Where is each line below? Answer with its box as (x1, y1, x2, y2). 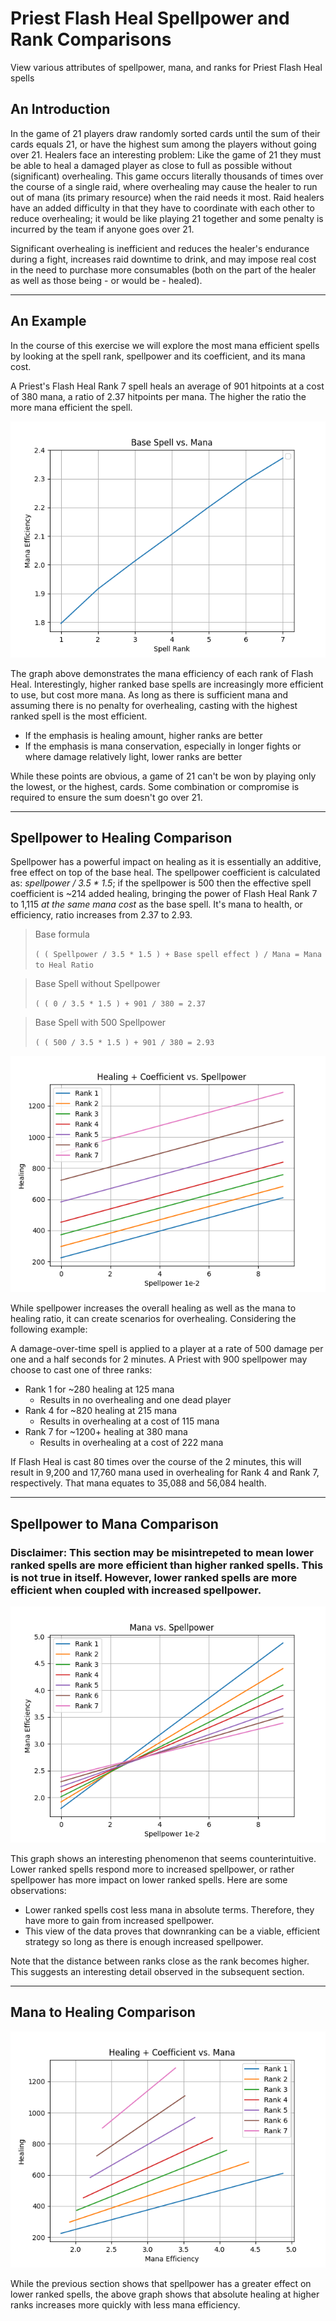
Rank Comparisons (10, 28, 172, 51)
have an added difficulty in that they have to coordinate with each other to (10, 202, 315, 214)
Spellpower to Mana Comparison (10, 1515, 219, 1532)
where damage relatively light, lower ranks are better (24, 750, 243, 762)
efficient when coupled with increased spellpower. (10, 1583, 262, 1597)
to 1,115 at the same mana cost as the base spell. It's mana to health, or (10, 898, 303, 911)
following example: (10, 1323, 88, 1336)
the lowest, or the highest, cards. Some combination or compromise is (10, 780, 300, 792)
